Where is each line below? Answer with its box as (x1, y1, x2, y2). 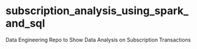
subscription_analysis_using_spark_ (5, 4, 189, 18)
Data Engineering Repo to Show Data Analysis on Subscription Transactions (5, 36, 191, 43)
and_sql (5, 17, 46, 30)
